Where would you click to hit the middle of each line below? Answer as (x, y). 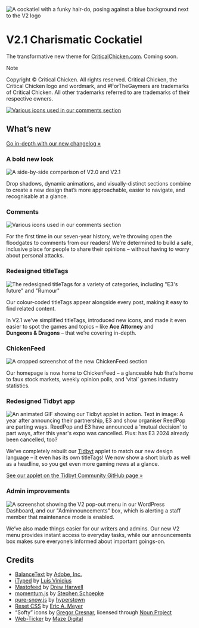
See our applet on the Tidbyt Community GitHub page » (74, 475)
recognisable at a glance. (37, 196)
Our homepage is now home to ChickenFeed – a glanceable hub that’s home (100, 373)
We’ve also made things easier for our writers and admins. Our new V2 (93, 528)
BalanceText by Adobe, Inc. (48, 574)
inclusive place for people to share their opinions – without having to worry (98, 249)
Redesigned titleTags (37, 271)
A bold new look (30, 159)
